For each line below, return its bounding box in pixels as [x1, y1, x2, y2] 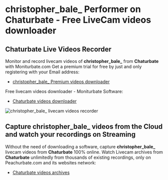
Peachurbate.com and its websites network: [5, 159, 96, 165]
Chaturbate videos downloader [12, 98, 77, 104]
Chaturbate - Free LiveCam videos [5, 14, 151, 26]
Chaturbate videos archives [12, 169, 70, 175]
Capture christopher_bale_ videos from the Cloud [5, 122, 163, 131]
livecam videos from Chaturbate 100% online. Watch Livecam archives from [5, 149, 163, 155]
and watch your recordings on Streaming [5, 130, 136, 139]
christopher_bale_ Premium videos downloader [12, 79, 110, 84]
